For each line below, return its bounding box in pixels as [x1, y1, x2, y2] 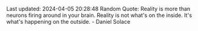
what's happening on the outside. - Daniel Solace [6, 18, 131, 25]
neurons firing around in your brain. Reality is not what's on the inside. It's [6, 12, 193, 19]
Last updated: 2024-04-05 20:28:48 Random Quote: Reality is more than [6, 5, 191, 12]
